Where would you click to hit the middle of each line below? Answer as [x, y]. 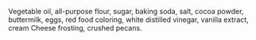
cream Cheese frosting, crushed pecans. [75, 28]
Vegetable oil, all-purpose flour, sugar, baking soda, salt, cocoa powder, [126, 11]
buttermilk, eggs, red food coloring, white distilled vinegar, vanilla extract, [128, 20]
